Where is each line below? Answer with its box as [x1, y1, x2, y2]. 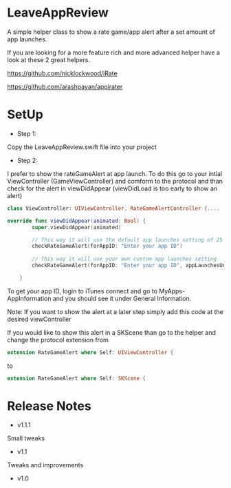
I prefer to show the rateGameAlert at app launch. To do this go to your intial [7, 169, 222, 177]
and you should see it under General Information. [52, 294, 192, 302]
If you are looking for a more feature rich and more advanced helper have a [7, 48, 220, 57]
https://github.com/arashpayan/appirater [7, 82, 123, 90]
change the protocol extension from [7, 335, 109, 344]
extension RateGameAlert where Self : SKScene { [7, 375, 146, 382]
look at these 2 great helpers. [7, 55, 91, 64]
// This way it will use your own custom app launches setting [32, 255, 217, 263]
